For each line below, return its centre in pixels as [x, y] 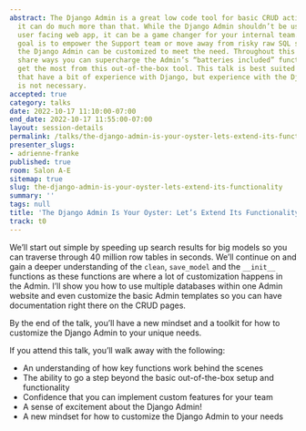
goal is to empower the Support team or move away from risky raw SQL [154, 43]
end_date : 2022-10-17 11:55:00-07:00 [81, 119]
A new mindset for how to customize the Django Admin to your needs [153, 416]
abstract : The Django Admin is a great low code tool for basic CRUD [144, 18]
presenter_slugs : [42, 145]
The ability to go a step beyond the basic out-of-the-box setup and [148, 377]
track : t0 [28, 221]
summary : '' [32, 196]
